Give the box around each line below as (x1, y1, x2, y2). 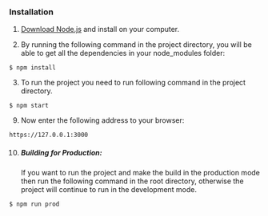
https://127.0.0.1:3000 (9, 131, 89, 139)
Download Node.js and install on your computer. (20, 25, 180, 34)
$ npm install (9, 64, 57, 72)
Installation (9, 6, 54, 18)
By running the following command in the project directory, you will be (20, 40, 253, 49)
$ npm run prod (9, 200, 60, 209)
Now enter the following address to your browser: (20, 116, 185, 125)
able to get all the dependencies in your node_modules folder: (20, 49, 226, 58)
